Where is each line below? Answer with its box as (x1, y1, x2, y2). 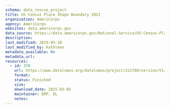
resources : (5, 59, 28, 64)
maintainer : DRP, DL (14, 91, 58, 96)
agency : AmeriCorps (5, 21, 47, 27)
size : (14, 82, 26, 87)
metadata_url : (5, 54, 35, 59)
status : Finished (14, 77, 51, 82)
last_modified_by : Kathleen (5, 45, 65, 50)
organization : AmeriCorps (5, 17, 60, 22)
